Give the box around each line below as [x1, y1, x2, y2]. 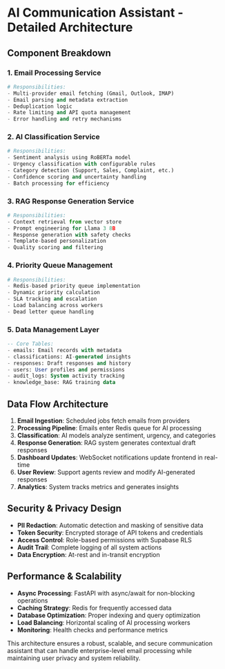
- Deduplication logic [7, 102, 72, 110]
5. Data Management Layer [7, 324, 100, 334]
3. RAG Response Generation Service [7, 196, 135, 205]
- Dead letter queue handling [7, 308, 95, 315]
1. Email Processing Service [7, 68, 101, 77]
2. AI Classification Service [7, 132, 100, 142]
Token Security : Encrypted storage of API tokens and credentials [17, 528, 204, 537]
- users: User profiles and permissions [7, 366, 126, 373]
